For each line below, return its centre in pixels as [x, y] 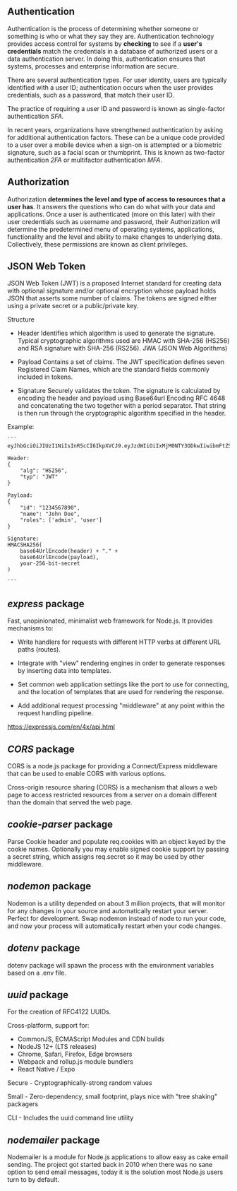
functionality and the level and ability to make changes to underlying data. [115, 237]
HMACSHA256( [25, 545]
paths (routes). [39, 650]
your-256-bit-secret [50, 564]
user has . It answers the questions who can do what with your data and [111, 206]
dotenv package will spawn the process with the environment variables [111, 965]
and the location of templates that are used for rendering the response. [121, 692]
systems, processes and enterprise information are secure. [93, 66]
